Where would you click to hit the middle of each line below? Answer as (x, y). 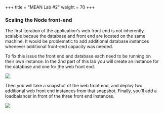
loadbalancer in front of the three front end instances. (60, 96)
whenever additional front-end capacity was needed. (59, 47)
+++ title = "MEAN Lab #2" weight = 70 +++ (50, 7)
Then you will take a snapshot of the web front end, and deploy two (74, 86)
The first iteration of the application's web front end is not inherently (75, 31)
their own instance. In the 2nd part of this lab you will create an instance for (82, 61)
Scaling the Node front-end (39, 20)
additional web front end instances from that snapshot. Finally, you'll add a (81, 91)
